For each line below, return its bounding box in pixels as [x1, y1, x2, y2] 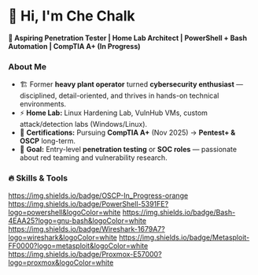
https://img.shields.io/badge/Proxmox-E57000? [8, 249, 163, 258]
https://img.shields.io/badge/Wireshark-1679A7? [8, 224, 165, 233]
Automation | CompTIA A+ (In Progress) [8, 41, 141, 50]
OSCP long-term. [19, 136, 76, 146]
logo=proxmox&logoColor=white [8, 258, 114, 267]
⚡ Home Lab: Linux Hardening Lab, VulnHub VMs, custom [19, 108, 208, 117]
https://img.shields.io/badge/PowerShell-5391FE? [8, 199, 169, 208]
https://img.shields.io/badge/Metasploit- [119, 232, 250, 242]
